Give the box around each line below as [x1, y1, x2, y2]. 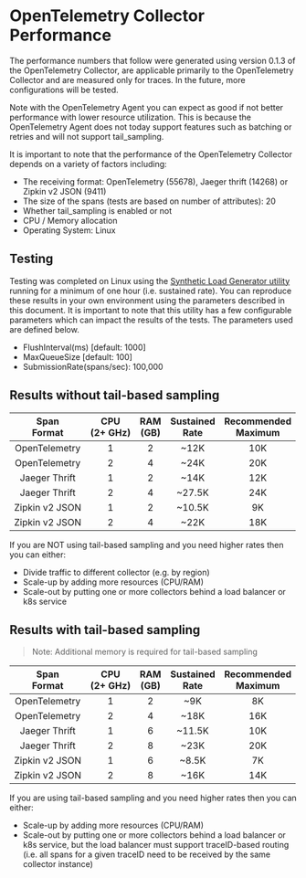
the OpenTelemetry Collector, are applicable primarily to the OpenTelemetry [9, 65, 294, 76]
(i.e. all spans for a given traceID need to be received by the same [22, 849, 271, 860]
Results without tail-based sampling [9, 387, 220, 403]
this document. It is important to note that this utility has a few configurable [9, 304, 292, 315]
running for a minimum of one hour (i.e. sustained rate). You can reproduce [9, 285, 292, 296]
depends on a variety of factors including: [9, 158, 167, 169]
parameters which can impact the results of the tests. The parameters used [9, 314, 294, 325]
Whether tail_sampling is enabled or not [22, 205, 173, 216]
